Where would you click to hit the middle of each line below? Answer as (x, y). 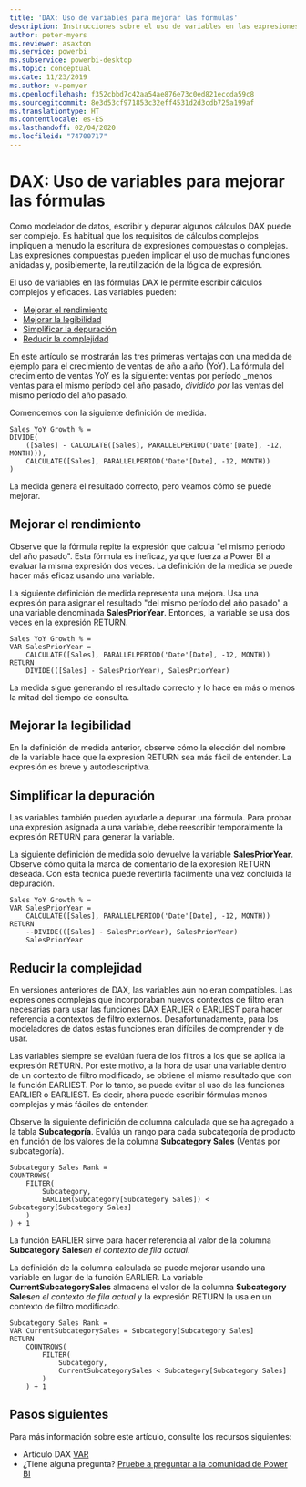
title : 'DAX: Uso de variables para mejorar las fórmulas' (124, 18)
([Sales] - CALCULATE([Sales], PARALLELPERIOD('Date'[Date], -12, (154, 445)
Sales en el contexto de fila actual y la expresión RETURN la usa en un (141, 1297)
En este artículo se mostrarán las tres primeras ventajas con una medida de (151, 356)
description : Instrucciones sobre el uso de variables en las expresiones (154, 26)
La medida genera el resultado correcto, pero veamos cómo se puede (141, 486)
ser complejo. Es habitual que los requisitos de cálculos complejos (134, 235)
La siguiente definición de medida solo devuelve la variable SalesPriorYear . (152, 855)
